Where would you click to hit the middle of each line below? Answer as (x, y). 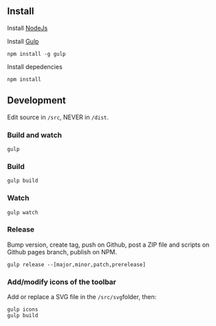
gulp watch (23, 212)
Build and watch (34, 135)
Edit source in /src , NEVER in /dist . (58, 117)
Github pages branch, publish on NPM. (62, 252)
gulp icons (23, 309)
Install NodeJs (28, 28)
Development (37, 100)
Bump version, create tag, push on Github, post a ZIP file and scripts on (108, 245)
